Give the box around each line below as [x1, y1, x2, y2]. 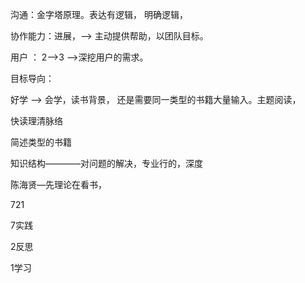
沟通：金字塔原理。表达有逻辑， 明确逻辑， [10, 9, 188, 20]
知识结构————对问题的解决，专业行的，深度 [10, 158, 203, 169]
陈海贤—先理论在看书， [10, 179, 107, 190]
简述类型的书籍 [10, 136, 72, 148]
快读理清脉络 [10, 115, 63, 127]
